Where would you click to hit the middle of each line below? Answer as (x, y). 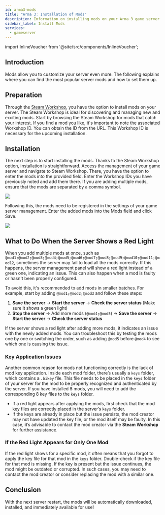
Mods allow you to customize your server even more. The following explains (82, 74)
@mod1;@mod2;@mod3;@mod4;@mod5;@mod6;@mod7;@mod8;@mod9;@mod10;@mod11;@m (82, 258)
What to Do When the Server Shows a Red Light (80, 241)
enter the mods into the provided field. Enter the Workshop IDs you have (78, 177)
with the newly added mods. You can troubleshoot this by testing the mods (81, 333)
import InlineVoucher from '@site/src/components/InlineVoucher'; (72, 47)
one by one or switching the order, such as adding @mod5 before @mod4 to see (82, 339)
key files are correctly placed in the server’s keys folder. (69, 409)
